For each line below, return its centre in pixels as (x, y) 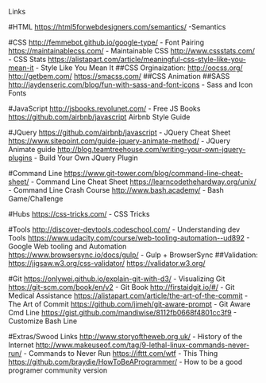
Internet (21, 345)
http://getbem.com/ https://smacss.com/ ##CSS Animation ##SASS (119, 76)
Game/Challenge (36, 199)
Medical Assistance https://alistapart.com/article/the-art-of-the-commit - (128, 295)
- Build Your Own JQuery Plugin (86, 158)
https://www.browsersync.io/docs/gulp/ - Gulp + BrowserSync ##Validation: (133, 255)
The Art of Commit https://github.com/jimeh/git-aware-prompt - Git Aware (129, 304)
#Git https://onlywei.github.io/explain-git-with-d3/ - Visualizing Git (117, 279)
